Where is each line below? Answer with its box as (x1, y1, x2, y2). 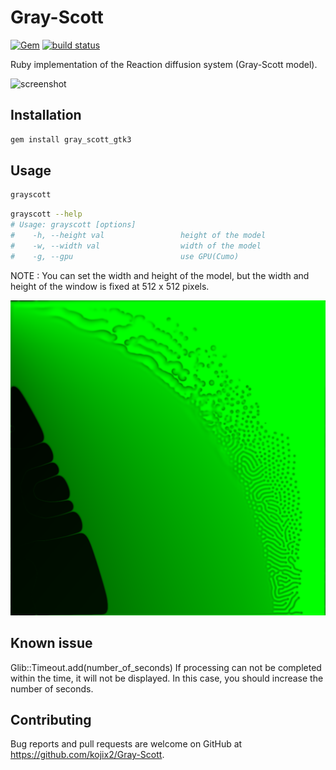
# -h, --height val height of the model (10, 231, 267, 241)
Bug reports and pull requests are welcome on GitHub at (10, 738, 243, 750)
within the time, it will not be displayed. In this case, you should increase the (10, 672, 324, 684)
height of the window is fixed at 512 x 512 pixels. (10, 280, 210, 292)
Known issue (10, 635, 93, 652)
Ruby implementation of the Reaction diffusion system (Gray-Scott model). (10, 58, 318, 70)
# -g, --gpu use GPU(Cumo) (10, 251, 240, 261)
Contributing (10, 711, 92, 728)
